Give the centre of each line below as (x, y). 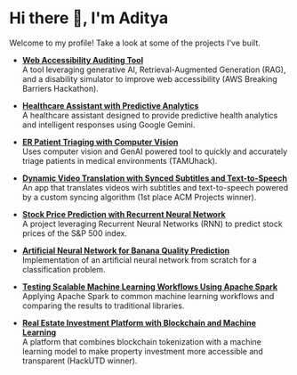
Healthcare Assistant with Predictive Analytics (110, 105)
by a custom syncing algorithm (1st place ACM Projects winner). (139, 197)
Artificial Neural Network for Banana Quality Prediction (126, 250)
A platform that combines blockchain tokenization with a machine (142, 341)
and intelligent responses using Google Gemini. (108, 125)
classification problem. (64, 269)
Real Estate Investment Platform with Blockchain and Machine (139, 322)
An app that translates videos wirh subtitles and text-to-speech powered (155, 187)
